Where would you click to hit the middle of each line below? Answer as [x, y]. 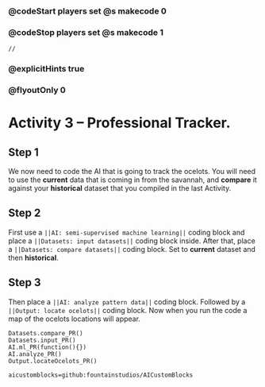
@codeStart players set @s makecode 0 [87, 11]
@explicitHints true [46, 69]
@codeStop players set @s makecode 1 [86, 32]
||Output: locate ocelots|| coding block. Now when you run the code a [128, 310]
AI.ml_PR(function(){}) [48, 347]
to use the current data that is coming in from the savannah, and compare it [133, 180]
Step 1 [24, 152]
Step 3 [25, 283]
